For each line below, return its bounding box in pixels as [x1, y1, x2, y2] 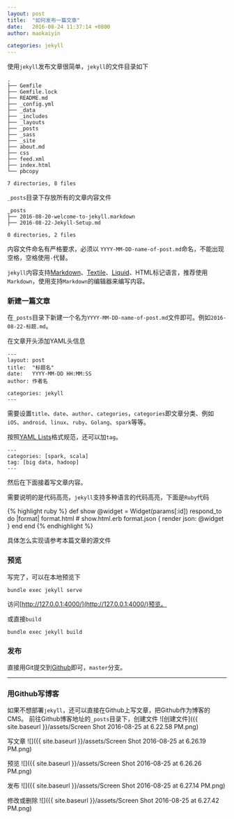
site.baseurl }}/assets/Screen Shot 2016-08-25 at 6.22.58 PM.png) [7, 723, 199, 731]
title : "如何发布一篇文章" [7, 17, 80, 24]
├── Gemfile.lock [7, 89, 58, 96]
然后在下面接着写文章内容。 [7, 478, 87, 487]
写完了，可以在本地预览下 [7, 573, 81, 581]
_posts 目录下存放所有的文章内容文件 [7, 193, 111, 202]
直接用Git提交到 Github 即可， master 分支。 [7, 663, 127, 672]
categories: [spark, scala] [7, 453, 89, 460]
